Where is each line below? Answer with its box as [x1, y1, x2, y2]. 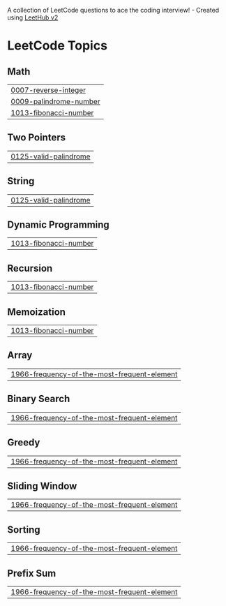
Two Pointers [7, 132, 66, 144]
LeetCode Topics [7, 38, 108, 54]
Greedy [7, 436, 40, 449]
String [7, 175, 35, 187]
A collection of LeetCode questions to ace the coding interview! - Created [7, 6, 220, 14]
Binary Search [7, 393, 70, 405]
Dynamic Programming [7, 219, 110, 231]
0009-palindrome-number [10, 97, 100, 106]
